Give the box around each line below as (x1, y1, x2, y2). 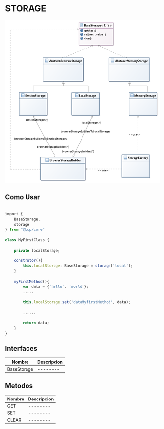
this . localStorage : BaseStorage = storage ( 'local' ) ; (23, 263, 133, 268)
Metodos (5, 381, 33, 390)
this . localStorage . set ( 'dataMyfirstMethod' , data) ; (23, 300, 131, 305)
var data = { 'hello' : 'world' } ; (23, 284, 89, 289)
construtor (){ (14, 258, 43, 263)
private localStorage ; (14, 248, 60, 253)
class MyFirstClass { (5, 237, 50, 242)
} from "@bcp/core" (5, 227, 45, 232)
